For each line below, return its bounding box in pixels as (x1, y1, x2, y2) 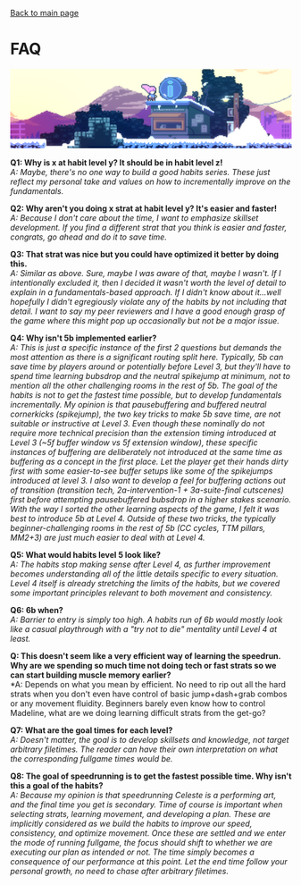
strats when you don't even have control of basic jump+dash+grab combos (10, 688, 288, 699)
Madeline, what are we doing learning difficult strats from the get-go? (10, 707, 266, 718)
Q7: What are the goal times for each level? (10, 724, 173, 736)
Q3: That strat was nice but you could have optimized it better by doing (10, 249, 280, 259)
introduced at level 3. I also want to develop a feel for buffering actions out (10, 475, 286, 485)
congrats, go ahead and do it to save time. (10, 232, 168, 242)
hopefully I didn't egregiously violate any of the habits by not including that (10, 296, 287, 307)
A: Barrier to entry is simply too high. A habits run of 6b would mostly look (10, 614, 283, 625)
